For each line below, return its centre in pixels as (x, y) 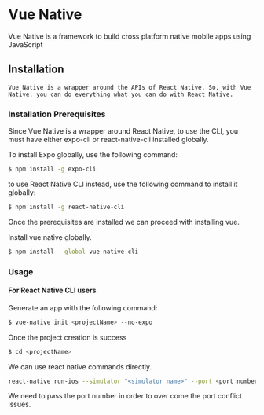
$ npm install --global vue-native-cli (73, 252)
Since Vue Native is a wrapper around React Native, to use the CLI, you (123, 131)
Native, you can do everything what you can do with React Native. (121, 94)
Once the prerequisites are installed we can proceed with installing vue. (124, 222)
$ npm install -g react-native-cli (66, 207)
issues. (20, 404)
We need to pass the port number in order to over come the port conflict (125, 396)
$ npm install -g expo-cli (52, 169)
